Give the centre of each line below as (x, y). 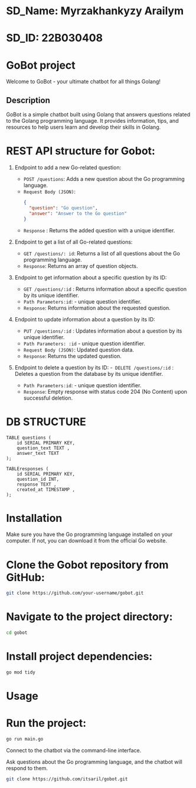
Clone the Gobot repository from (87, 565)
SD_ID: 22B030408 (55, 38)
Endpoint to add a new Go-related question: (68, 168)
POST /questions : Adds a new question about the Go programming (104, 179)
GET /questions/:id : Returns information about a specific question (105, 289)
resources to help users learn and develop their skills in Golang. (84, 127)
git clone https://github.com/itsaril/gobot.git (67, 779)
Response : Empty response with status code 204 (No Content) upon (105, 391)
